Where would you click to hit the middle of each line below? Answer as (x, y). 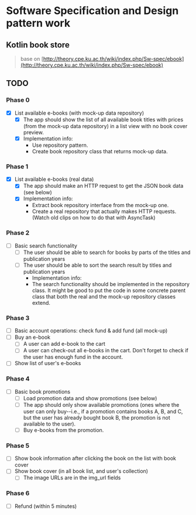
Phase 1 (17, 166)
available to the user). (49, 424)
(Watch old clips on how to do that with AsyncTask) (94, 218)
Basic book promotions (42, 392)
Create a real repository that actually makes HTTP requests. (104, 211)
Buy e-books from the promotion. (63, 430)
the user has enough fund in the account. (73, 357)
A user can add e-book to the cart (64, 344)
